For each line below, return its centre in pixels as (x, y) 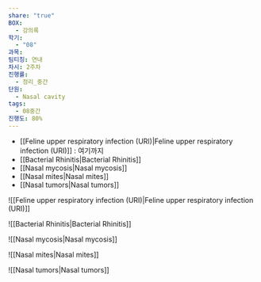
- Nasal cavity (40, 97)
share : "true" (32, 15)
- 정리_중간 (32, 82)
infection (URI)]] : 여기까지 (62, 151)
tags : (17, 104)
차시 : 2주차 (25, 67)
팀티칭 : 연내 (26, 60)
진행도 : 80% (25, 119)
